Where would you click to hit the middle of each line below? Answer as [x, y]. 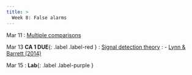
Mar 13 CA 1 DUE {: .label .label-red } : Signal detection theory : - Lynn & [96, 47]
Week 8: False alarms [39, 18]
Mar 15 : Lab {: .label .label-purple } [50, 65]
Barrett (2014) [24, 53]
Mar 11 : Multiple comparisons [44, 35]
